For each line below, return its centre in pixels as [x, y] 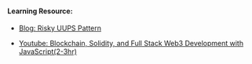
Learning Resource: [40, 11]
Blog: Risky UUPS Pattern [60, 28]
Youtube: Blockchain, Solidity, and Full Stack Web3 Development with [131, 44]
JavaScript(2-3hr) [48, 52]
